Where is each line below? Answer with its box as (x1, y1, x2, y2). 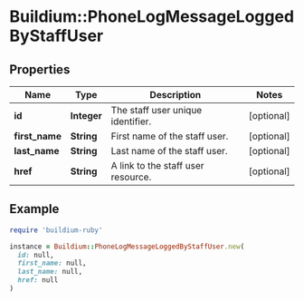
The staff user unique (110, 104, 203, 116)
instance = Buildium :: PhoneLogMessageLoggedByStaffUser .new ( (9, 242, 245, 251)
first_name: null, (17, 258, 88, 268)
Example (9, 201, 60, 217)
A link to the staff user (110, 160, 204, 171)
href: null (17, 276, 59, 285)
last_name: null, (17, 267, 83, 277)
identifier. (110, 115, 152, 128)
